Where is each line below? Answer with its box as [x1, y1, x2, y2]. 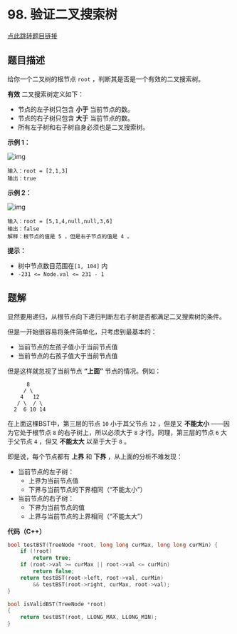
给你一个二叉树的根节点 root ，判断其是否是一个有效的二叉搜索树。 [7, 74, 205, 83]
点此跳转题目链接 [7, 31, 58, 40]
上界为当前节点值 [28, 476, 79, 485]
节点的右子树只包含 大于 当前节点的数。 [17, 113, 134, 122]
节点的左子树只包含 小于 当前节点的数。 [17, 105, 134, 113]
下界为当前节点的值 [28, 503, 85, 511]
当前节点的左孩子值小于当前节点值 [17, 342, 118, 351]
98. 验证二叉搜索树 [7, 6, 117, 23]
